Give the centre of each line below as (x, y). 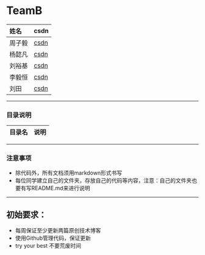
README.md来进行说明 (61, 188)
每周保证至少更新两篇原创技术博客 (58, 231)
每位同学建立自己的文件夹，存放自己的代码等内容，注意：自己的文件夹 (103, 180)
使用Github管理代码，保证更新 (53, 238)
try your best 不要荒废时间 (48, 246)
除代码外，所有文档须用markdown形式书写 (69, 173)
